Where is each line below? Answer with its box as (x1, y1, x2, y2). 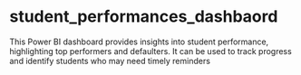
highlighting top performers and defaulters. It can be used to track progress (9, 45, 292, 56)
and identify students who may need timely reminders (9, 55, 211, 66)
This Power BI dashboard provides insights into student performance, (9, 36, 269, 47)
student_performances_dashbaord (9, 6, 278, 27)
